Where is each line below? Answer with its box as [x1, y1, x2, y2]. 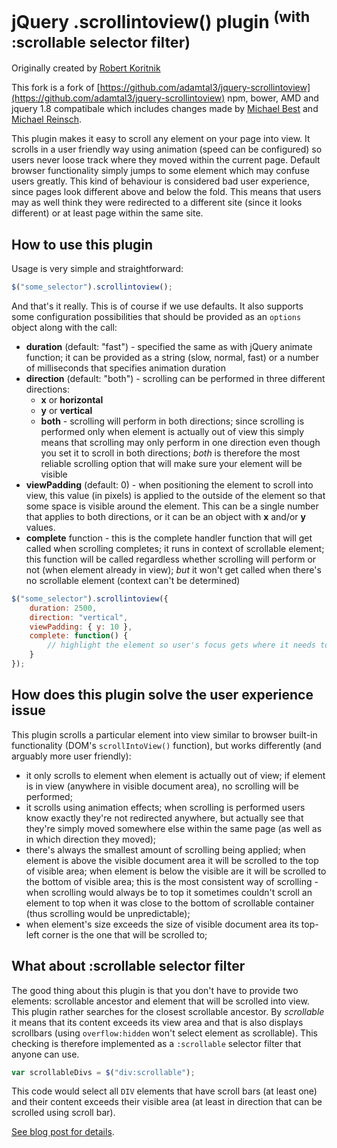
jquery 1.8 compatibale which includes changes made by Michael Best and [11, 103, 319, 115]
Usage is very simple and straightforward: [11, 263, 184, 275]
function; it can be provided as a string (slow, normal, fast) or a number [25, 351, 320, 363]
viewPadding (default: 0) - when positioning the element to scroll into [25, 478, 314, 491]
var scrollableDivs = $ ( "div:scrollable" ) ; [11, 1067, 196, 1077]
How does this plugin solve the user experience [11, 687, 314, 704]
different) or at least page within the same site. [11, 207, 204, 219]
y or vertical [40, 404, 93, 416]
